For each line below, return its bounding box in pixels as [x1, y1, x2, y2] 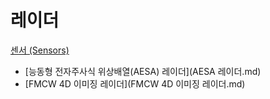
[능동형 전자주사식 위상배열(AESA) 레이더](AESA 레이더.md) [24, 65, 262, 77]
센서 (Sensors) [10, 44, 70, 56]
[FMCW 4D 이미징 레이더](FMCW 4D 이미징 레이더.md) [24, 77, 246, 90]
